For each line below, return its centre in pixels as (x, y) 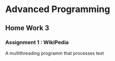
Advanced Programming (58, 9)
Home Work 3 (27, 28)
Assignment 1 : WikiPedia (37, 42)
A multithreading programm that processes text (55, 53)
